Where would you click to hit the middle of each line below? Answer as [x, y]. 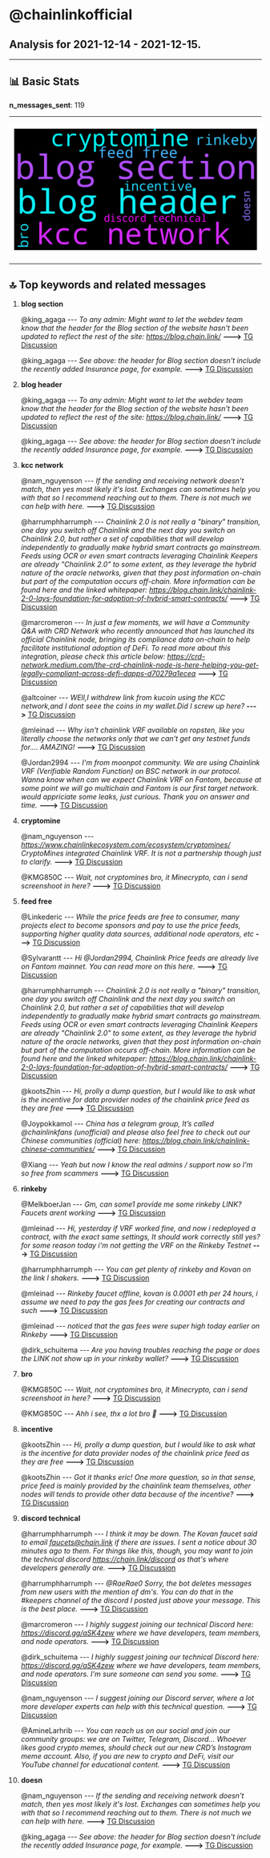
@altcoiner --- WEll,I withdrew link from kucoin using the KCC [123, 698]
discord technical [50, 1518]
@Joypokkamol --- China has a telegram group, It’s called [117, 1124]
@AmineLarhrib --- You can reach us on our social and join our [125, 1731]
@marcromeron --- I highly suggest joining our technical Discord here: [137, 1625]
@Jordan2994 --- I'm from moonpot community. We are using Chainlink [140, 763]
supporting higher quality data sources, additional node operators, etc [137, 934]
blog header [41, 385]
